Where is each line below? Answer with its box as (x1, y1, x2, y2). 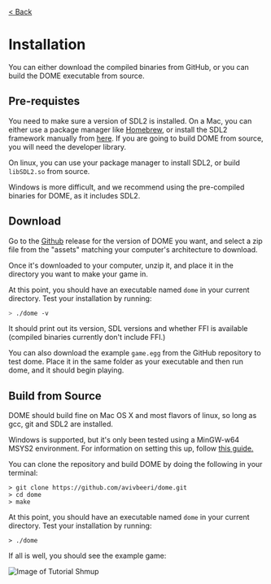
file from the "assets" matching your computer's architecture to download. (8, 244, 258, 255)
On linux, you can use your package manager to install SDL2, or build (8, 158, 240, 168)
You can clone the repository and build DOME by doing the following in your (8, 460, 263, 469)
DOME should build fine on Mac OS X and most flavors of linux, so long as (8, 411, 257, 421)
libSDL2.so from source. (8, 166, 90, 176)
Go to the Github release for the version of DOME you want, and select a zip (8, 236, 263, 246)
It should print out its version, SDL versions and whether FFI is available (8, 324, 248, 333)
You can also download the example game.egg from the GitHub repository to (8, 348, 262, 358)
